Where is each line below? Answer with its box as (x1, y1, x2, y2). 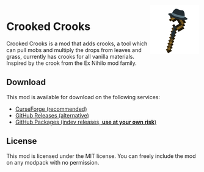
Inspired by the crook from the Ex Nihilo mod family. (6, 59, 137, 67)
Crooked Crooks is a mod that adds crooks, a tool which (6, 40, 148, 47)
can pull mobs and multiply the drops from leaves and (6, 46, 142, 53)
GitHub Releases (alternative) (15, 111, 90, 119)
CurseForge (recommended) (15, 105, 87, 113)
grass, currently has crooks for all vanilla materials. (6, 53, 134, 60)
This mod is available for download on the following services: (6, 93, 161, 100)
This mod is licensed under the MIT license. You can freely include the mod (6, 152, 197, 160)
